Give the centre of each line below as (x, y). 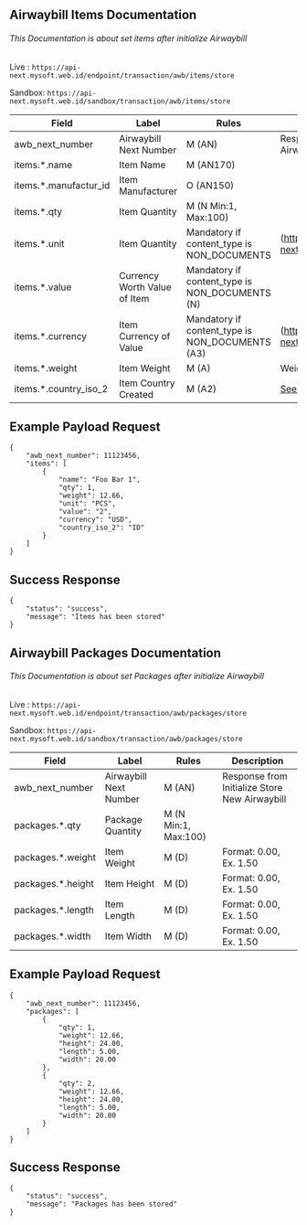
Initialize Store (253, 787)
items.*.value (43, 287)
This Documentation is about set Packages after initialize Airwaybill (137, 676)
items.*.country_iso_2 (61, 389)
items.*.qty (38, 211)
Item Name (142, 165)
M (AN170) (211, 165)
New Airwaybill (254, 799)
